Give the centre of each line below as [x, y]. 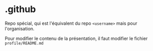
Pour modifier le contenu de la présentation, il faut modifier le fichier [76, 38]
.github [20, 9]
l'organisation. [20, 28]
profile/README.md [24, 43]
